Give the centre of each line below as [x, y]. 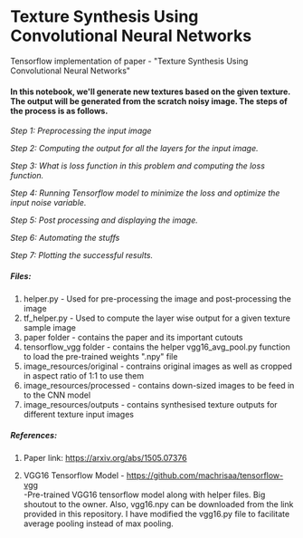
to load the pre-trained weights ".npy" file [100, 357]
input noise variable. [48, 203]
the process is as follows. [59, 110]
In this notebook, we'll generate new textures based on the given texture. [151, 91]
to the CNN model [57, 395]
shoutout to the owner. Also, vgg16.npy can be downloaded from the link [158, 504]
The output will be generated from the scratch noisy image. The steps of [149, 101]
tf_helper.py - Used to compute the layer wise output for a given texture [156, 318]
